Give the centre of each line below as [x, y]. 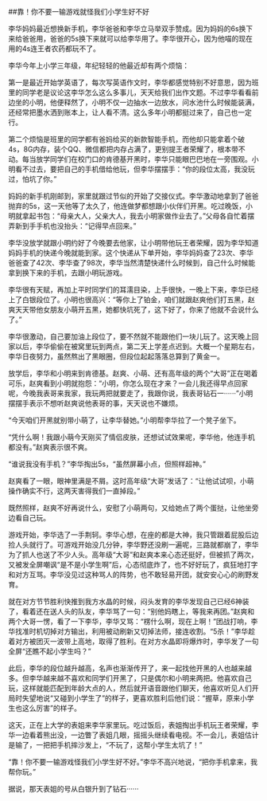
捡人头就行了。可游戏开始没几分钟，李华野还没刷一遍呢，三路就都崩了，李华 [133, 545]
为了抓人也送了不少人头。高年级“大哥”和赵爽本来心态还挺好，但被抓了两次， [133, 555]
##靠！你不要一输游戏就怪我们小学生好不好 [79, 12]
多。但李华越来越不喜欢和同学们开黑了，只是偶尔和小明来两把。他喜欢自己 [130, 678]
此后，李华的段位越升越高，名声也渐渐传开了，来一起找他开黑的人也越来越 [130, 668]
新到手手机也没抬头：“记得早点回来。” [75, 226]
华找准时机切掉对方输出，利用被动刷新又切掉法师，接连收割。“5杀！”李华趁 [132, 631]
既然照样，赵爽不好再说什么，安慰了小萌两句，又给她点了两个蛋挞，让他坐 [130, 508]
